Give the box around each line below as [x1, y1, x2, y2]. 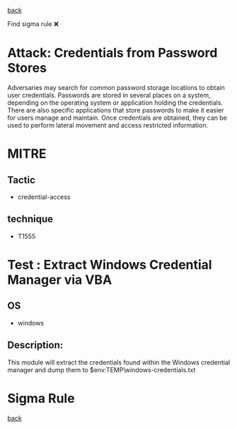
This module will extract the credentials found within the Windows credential [7, 357, 231, 367]
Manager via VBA [7, 272, 112, 287]
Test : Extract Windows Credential [7, 256, 212, 273]
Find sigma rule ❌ [7, 20, 59, 28]
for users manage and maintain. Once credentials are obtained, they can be [7, 113, 228, 122]
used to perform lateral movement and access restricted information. [7, 120, 209, 130]
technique [7, 213, 54, 225]
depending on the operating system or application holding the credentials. [7, 98, 224, 107]
